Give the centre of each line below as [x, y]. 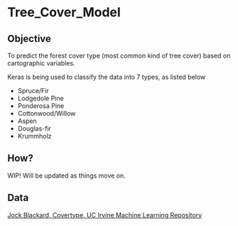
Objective [29, 39]
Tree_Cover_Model [64, 12]
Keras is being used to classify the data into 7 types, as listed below [107, 77]
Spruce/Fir [33, 91]
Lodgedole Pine [40, 98]
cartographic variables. [42, 63]
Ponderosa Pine [41, 106]
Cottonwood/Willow [47, 113]
